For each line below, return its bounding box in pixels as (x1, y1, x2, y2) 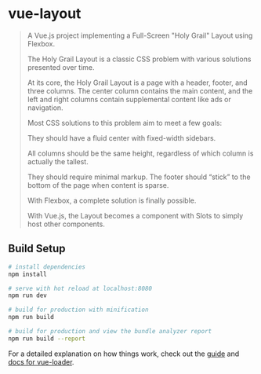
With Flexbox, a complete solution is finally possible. (27, 196, 197, 205)
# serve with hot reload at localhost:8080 (8, 284, 153, 292)
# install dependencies (8, 262, 86, 271)
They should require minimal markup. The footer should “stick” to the (27, 172, 251, 181)
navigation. (27, 103, 64, 112)
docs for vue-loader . (8, 357, 74, 366)
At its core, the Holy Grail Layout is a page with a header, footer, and (27, 78, 248, 87)
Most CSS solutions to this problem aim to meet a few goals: (27, 118, 222, 127)
